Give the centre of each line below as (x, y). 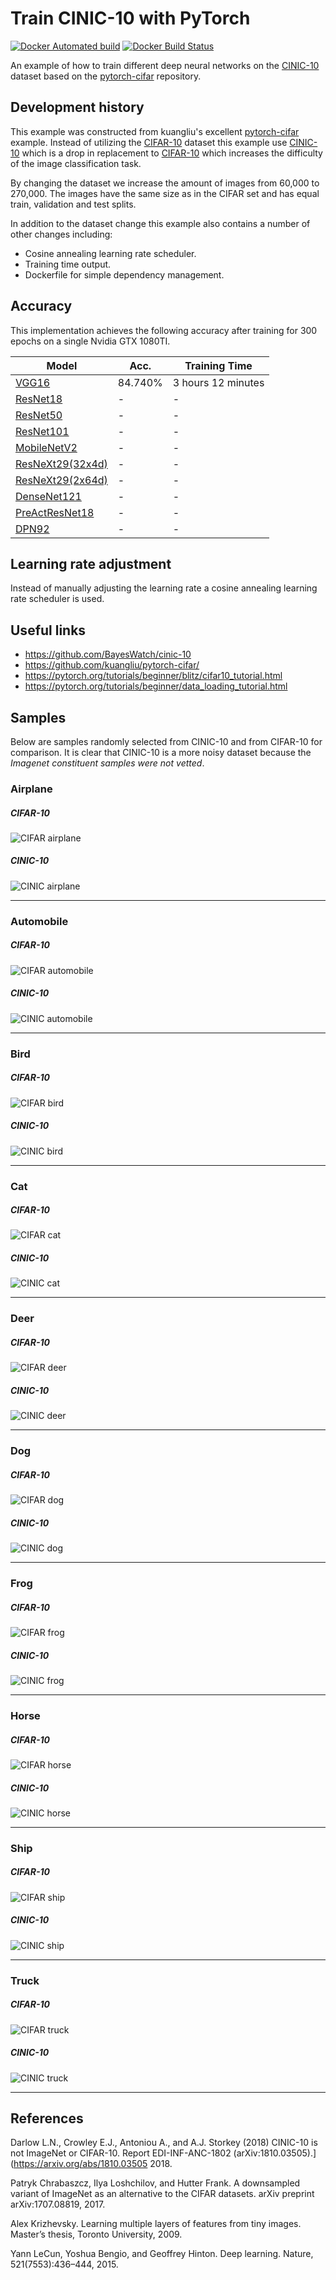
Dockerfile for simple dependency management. (124, 274)
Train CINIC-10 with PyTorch (130, 18)
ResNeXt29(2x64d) (61, 480)
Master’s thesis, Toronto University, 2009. (96, 2234)
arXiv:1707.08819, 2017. (58, 2204)
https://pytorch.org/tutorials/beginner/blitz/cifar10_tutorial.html (153, 676)
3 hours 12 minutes (218, 382)
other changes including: (61, 234)
